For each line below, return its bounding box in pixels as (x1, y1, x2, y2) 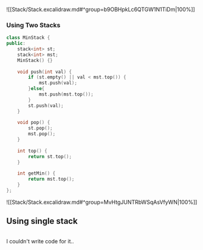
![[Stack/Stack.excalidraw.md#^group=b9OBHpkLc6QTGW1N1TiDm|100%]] (6, 6, 196, 13)
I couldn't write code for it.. (6, 237, 74, 245)
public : (6, 40, 26, 47)
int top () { (17, 148, 47, 154)
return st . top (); (28, 153, 72, 159)
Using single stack (6, 216, 78, 226)
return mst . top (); (28, 176, 75, 182)
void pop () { (17, 119, 50, 126)
